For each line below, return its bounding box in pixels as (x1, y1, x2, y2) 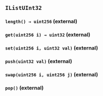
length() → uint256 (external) (5, 18, 78, 25)
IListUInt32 (5, 4, 42, 12)
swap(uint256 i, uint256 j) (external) (5, 71, 98, 78)
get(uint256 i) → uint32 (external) (5, 31, 91, 38)
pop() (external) (5, 84, 44, 91)
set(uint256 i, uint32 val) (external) (5, 45, 98, 51)
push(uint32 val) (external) (5, 58, 72, 65)
